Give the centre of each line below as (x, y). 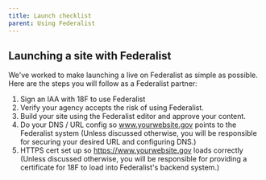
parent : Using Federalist (52, 23)
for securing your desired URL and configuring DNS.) (108, 142)
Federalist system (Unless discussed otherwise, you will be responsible (139, 133)
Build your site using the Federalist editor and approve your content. (133, 117)
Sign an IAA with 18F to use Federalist (83, 99)
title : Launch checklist (50, 16)
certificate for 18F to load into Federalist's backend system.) (120, 168)
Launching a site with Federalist (90, 56)
